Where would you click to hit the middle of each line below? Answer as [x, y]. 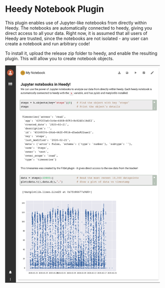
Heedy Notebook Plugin [55, 9]
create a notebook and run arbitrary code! [47, 43]
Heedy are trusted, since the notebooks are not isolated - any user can [77, 38]
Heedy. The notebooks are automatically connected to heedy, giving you [79, 28]
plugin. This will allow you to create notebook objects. [59, 58]
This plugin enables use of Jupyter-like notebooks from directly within [76, 23]
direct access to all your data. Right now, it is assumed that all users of [76, 33]
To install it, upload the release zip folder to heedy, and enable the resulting [81, 53]
